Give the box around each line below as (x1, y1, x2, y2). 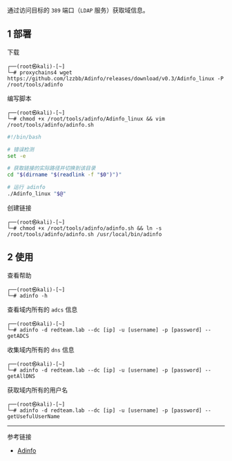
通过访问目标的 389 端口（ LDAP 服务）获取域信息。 (7, 6, 149, 14)
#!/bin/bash (7, 134, 41, 141)
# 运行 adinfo (7, 184, 46, 191)
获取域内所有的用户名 (7, 386, 68, 394)
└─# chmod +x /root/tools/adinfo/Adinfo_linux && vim (7, 115, 166, 123)
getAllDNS (7, 372, 36, 379)
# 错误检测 (7, 146, 35, 153)
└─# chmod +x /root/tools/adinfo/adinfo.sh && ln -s (7, 224, 162, 232)
